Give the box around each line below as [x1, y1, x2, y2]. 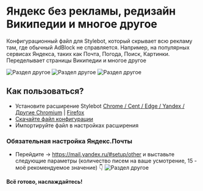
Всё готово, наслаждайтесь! [6, 178, 83, 186]
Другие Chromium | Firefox [15, 108, 85, 116]
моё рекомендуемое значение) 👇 [15, 164, 104, 172]
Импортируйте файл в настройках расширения [15, 122, 139, 129]
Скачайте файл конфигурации [15, 115, 93, 122]
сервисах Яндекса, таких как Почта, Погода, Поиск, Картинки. [6, 50, 170, 57]
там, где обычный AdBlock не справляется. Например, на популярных [6, 44, 190, 51]
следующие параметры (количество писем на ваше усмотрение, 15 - [15, 157, 197, 165]
